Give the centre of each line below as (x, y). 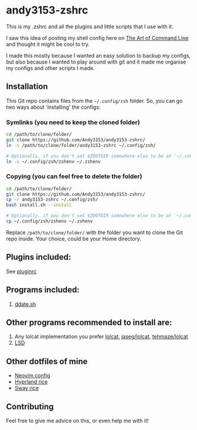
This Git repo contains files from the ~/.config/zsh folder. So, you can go (94, 101)
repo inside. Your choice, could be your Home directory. (74, 238)
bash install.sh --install (39, 205)
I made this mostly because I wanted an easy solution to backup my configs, (98, 55)
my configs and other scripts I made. (50, 68)
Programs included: (43, 290)
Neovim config (32, 376)
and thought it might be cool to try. (48, 44)
